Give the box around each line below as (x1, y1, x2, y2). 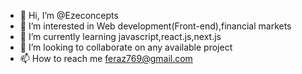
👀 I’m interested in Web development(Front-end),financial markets (19, 20, 292, 32)
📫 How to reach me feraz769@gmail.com (19, 53, 193, 64)
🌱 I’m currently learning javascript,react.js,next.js (19, 31, 222, 42)
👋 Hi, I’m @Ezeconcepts (19, 10, 119, 21)
